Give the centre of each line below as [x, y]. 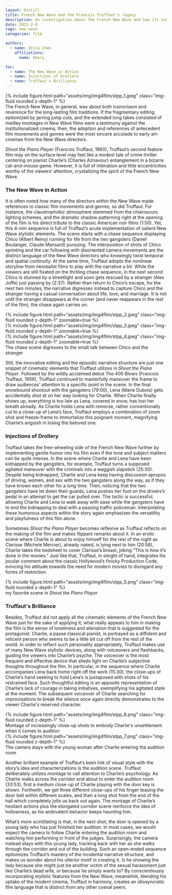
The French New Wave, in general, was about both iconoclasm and [76, 107]
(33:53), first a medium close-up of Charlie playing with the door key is [80, 784]
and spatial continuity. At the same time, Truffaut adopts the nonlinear [79, 261]
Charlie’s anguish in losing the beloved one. [51, 423]
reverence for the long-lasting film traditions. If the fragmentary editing [80, 112]
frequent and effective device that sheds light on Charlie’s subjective [78, 661]
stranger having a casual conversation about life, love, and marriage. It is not [86, 294]
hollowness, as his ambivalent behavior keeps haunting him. [69, 811]
